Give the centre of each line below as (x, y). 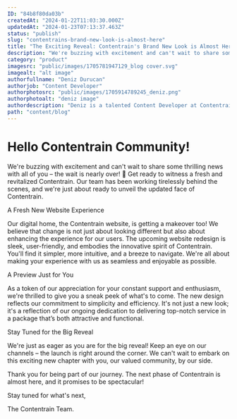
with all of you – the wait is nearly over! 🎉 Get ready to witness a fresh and (115, 174)
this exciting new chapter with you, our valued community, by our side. (110, 361)
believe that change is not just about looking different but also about (107, 231)
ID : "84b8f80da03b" (36, 14)
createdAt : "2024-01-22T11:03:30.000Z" (66, 20)
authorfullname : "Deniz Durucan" (56, 79)
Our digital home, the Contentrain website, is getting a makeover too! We (113, 223)
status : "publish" (34, 33)
